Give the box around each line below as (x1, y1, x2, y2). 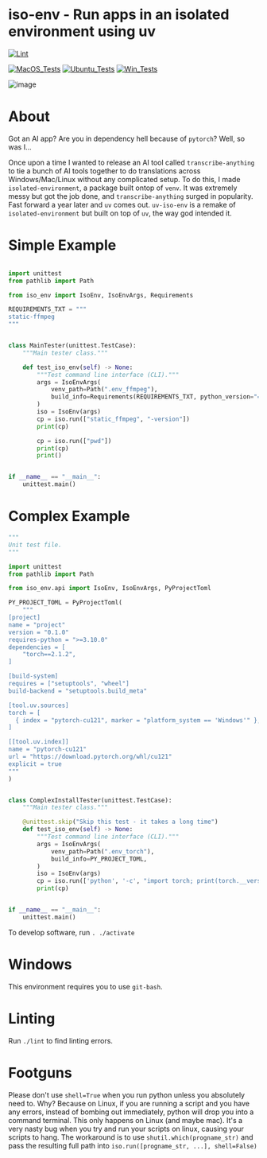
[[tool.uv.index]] (8, 738, 69, 746)
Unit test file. (8, 541, 62, 549)
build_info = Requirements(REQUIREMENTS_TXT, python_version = (50, 393, 254, 401)
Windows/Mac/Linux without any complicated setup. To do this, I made (8, 174, 241, 184)
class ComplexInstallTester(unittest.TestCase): (8, 796, 172, 804)
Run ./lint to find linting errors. (8, 1036, 114, 1045)
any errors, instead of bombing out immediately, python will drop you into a (8, 1107, 254, 1117)
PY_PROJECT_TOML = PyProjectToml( (8, 599, 123, 607)
